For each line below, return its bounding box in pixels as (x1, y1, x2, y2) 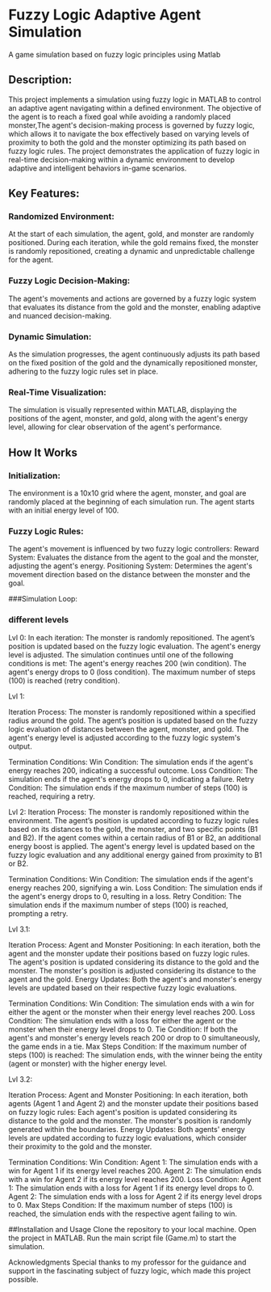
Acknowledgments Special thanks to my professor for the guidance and (8, 1257, 247, 1267)
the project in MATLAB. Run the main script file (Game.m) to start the (8, 1233, 236, 1243)
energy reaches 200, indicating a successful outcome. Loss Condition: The (8, 766, 258, 775)
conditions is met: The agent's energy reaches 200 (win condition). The (8, 658, 247, 668)
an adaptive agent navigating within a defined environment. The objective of (8, 103, 262, 112)
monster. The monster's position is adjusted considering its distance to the (8, 965, 256, 975)
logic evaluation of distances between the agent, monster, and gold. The (8, 724, 249, 733)
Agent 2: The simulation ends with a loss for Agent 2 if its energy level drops (8, 1191, 262, 1201)
